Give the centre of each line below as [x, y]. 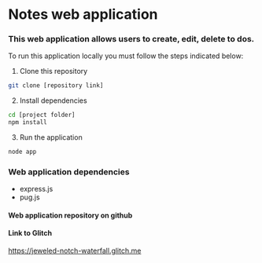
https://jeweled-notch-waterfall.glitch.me [75, 251]
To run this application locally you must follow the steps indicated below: [126, 56]
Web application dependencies [69, 172]
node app [22, 152]
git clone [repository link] [56, 86]
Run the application [51, 137]
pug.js [30, 197]
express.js [36, 189]
